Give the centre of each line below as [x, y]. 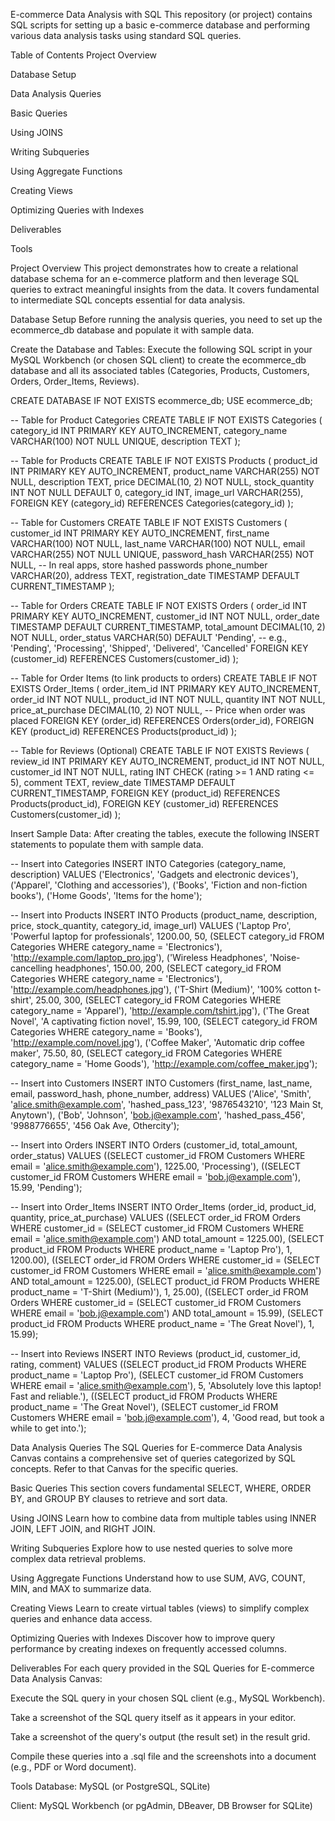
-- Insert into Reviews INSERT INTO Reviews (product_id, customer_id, [155, 1353]
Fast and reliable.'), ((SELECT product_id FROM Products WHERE [144, 1396]
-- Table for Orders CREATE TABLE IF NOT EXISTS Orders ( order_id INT [159, 605]
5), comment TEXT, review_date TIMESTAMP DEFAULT [123, 782]
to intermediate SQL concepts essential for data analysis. [128, 300]
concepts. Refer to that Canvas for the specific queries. [124, 1468]
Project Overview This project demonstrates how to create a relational [154, 268]
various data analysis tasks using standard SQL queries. [126, 35]
